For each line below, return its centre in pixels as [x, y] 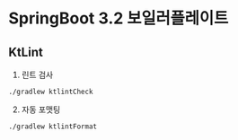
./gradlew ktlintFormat [53, 127]
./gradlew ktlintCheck [51, 92]
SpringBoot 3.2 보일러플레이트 [119, 18]
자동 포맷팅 [41, 109]
